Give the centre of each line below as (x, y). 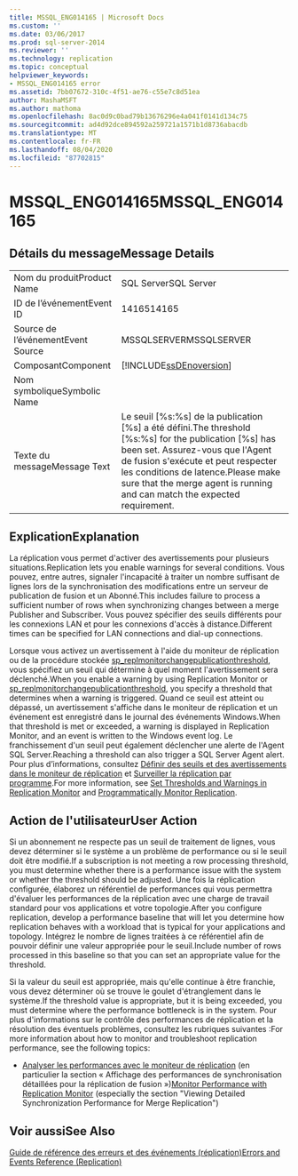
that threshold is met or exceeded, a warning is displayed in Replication (139, 726)
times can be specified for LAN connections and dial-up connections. (136, 634)
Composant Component (62, 365)
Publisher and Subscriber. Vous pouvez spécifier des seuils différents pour (145, 615)
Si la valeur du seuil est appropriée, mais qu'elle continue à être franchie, (142, 982)
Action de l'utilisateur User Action (103, 820)
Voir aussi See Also (62, 1131)
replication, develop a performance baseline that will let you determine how (147, 917)
